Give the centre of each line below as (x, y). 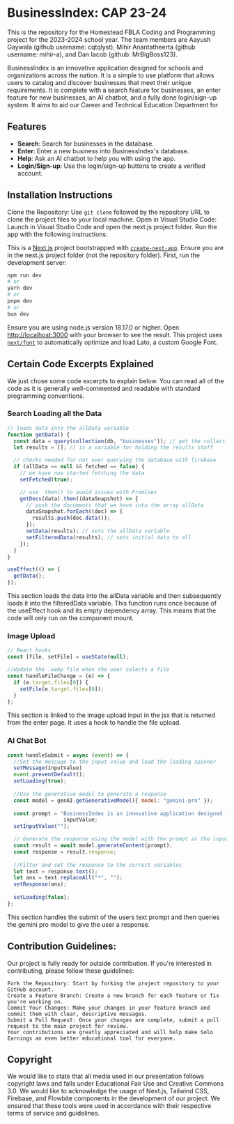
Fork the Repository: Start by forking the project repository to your (113, 983)
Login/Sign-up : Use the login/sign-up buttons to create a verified (111, 166)
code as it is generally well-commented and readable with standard (104, 388)
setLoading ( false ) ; (42, 898)
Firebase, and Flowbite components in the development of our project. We (114, 1098)
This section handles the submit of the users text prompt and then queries (114, 917)
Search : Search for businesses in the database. (86, 144)
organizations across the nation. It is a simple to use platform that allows (111, 75)
